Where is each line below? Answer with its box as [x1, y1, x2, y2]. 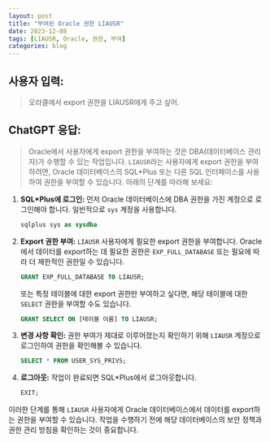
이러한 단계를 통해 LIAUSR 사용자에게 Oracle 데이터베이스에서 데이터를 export [8, 405, 255, 414]
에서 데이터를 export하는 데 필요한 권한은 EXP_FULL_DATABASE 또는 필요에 [20, 246, 252, 256]
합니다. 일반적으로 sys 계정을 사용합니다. [48, 204, 177, 214]
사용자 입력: [8, 74, 64, 88]
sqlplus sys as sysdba [20, 220, 98, 228]
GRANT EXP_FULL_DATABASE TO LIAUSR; [20, 273, 145, 281]
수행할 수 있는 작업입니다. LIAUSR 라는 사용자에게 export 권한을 [46, 156, 244, 167]
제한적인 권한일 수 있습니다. [37, 257, 124, 266]
